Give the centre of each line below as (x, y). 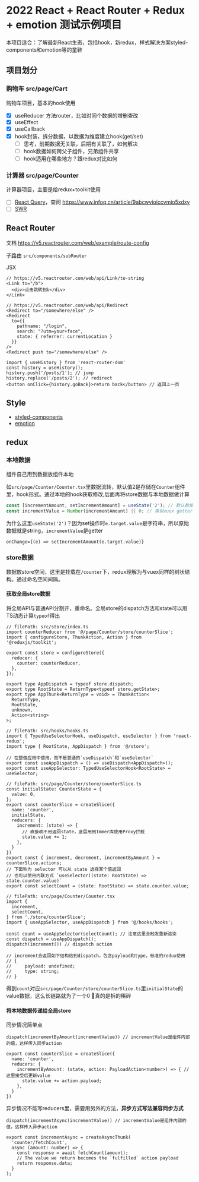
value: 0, (23, 794)
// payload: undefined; (41, 966)
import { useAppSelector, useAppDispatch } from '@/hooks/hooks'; (90, 922)
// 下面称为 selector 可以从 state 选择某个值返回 (64, 870)
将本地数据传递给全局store (39, 1010)
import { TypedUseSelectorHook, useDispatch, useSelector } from (88, 736)
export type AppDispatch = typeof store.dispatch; (70, 684)
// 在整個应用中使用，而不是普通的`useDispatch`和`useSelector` (80, 758)
